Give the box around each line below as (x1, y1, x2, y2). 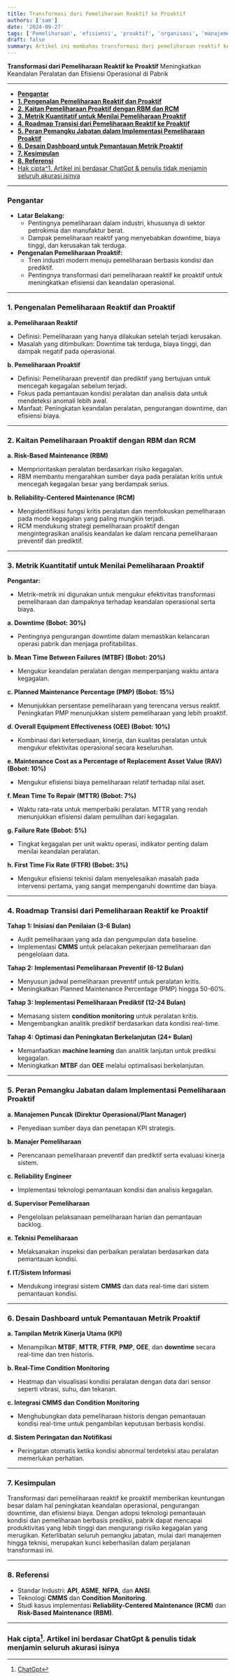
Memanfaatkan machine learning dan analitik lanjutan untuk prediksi (17, 1047, 216, 1055)
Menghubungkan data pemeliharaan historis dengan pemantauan (17, 1412, 206, 1421)
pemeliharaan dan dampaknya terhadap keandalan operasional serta (17, 598, 215, 606)
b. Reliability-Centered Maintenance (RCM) (7, 493, 135, 502)
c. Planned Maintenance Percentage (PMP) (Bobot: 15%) (7, 688, 175, 696)
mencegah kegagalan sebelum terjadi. (17, 381, 128, 390)
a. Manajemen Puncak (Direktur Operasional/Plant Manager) (7, 1110, 187, 1118)
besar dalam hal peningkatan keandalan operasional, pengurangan (7, 1501, 199, 1510)
